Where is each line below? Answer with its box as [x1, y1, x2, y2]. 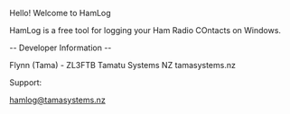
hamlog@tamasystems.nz [9, 94, 106, 105]
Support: [9, 77, 42, 88]
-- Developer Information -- [9, 42, 112, 53]
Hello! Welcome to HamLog [9, 8, 111, 18]
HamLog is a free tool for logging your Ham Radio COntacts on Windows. [9, 25, 282, 35]
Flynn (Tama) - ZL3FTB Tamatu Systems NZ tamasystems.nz [9, 60, 237, 70]
